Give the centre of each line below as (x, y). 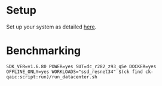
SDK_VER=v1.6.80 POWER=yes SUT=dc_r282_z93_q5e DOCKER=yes (81, 66)
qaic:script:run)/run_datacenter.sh (52, 77)
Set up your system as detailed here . (51, 27)
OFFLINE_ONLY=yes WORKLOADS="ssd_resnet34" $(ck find (75, 72)
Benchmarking (44, 51)
